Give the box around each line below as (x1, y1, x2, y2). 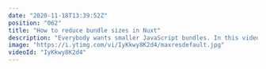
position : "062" (8, 19, 62, 27)
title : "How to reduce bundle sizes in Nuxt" (8, 26, 161, 34)
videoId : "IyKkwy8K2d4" (8, 48, 87, 56)
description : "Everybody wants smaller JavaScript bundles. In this (8, 33, 239, 42)
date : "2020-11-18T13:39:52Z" (8, 11, 108, 20)
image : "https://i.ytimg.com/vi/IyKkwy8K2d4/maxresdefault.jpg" (8, 41, 225, 49)
